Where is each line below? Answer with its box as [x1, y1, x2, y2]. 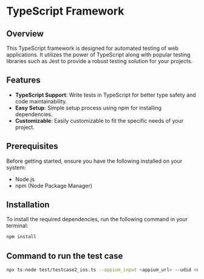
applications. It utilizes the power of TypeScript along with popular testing [6, 51, 191, 58]
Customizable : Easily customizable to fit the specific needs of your [15, 117, 184, 124]
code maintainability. [15, 97, 67, 105]
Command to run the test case [6, 250, 123, 261]
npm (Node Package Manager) [15, 182, 93, 189]
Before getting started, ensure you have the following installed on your [6, 157, 183, 165]
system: [6, 164, 26, 171]
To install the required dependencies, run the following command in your [6, 216, 188, 223]
